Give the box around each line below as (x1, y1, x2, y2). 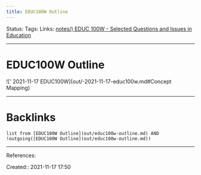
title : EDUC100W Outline (6, 8, 68, 15)
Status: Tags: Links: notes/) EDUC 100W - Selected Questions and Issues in (6, 25, 193, 32)
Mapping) (6, 84, 31, 91)
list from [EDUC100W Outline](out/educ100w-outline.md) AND (6, 130, 160, 136)
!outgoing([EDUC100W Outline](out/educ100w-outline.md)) (6, 136, 151, 142)
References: (6, 152, 36, 159)
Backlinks (6, 110, 56, 124)
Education (6, 31, 31, 39)
